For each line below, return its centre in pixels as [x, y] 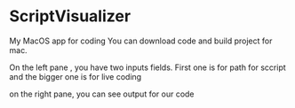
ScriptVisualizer [70, 16]
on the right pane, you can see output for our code [102, 94]
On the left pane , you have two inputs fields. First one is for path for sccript [147, 67]
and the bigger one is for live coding [76, 76]
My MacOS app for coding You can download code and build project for [141, 41]
